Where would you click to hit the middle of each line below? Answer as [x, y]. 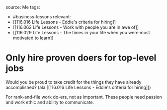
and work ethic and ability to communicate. [50, 102]
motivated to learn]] [33, 38]
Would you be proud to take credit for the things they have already [74, 82]
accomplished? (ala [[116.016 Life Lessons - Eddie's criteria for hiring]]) [78, 87]
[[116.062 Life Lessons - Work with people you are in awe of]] [76, 27]
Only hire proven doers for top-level [81, 58]
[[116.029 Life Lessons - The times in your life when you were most [81, 32]
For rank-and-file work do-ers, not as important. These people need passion [84, 97]
